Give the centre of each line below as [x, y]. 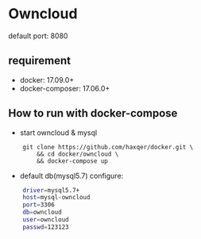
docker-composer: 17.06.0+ [65, 88]
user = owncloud [46, 220]
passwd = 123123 [46, 227]
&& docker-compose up [73, 161]
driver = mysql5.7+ [51, 190]
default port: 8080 [38, 36]
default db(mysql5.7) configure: [72, 175]
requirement [40, 61]
